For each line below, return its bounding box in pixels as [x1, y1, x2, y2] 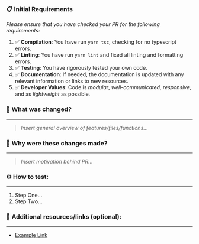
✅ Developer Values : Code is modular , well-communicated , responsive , [14, 84, 191, 91]
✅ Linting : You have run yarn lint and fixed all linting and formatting [14, 51, 184, 58]
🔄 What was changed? [6, 105, 72, 113]
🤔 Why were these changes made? [6, 139, 108, 147]
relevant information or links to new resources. [14, 77, 129, 84]
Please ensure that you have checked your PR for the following [6, 21, 160, 28]
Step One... [14, 191, 43, 199]
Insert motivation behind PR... [20, 158, 93, 165]
